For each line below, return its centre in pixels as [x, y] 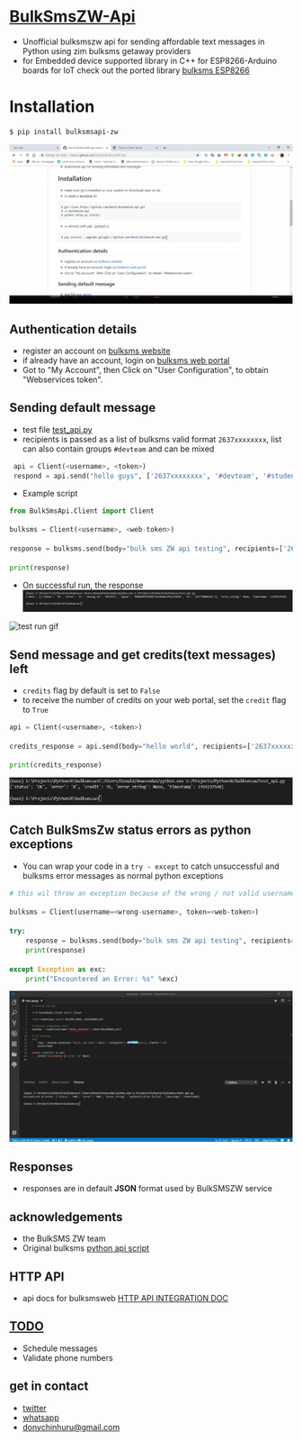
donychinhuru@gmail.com [71, 1427]
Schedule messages [60, 1348]
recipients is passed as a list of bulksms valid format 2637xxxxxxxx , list [152, 439]
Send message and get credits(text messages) [143, 655]
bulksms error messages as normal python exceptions [123, 875]
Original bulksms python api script [86, 1248]
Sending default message [83, 408]
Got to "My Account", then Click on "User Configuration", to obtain [146, 370]
